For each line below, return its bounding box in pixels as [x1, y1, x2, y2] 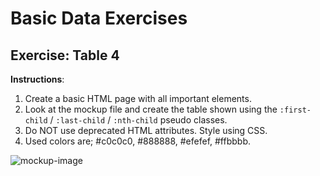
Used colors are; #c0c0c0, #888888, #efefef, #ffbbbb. [24, 135, 251, 147]
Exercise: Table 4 [10, 47, 120, 64]
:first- [279, 105, 312, 115]
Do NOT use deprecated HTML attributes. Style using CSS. [24, 125, 268, 136]
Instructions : [10, 73, 65, 85]
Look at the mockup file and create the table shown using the [24, 103, 278, 115]
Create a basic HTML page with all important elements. [24, 93, 252, 104]
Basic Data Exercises [10, 7, 188, 30]
